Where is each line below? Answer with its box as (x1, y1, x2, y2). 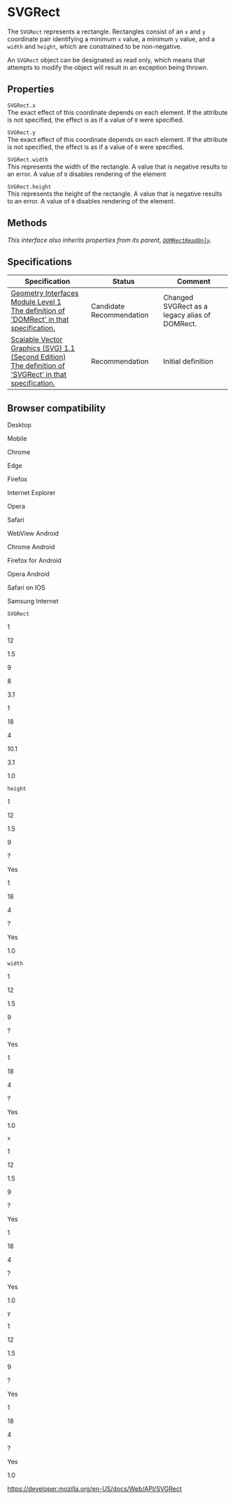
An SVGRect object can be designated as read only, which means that (7, 55, 206, 64)
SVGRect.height (7, 183, 52, 190)
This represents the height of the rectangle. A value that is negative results (7, 190, 222, 198)
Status (112, 277, 135, 287)
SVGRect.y (7, 129, 36, 136)
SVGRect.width (7, 156, 49, 163)
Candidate (90, 301, 125, 311)
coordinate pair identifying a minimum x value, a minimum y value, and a (7, 34, 215, 43)
